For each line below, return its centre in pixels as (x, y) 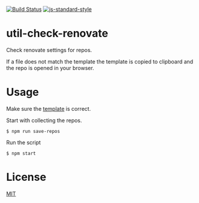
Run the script (23, 142)
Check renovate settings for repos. (49, 50)
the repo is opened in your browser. (50, 68)
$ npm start (21, 153)
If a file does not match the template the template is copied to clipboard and (100, 61)
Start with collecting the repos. (44, 120)
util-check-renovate (57, 34)
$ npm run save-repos (33, 131)
